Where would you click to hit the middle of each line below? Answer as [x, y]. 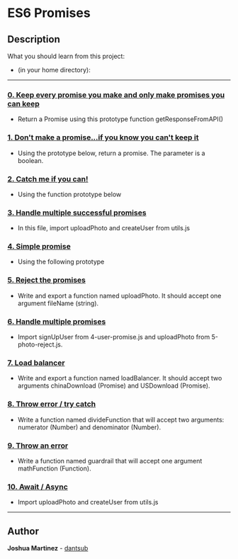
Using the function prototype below [69, 194]
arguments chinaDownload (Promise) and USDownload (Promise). [114, 386]
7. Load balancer [36, 363]
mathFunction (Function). [54, 468]
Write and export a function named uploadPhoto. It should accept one [119, 295]
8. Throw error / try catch [52, 404]
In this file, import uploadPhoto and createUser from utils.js [103, 228]
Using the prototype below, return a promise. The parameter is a [111, 153]
